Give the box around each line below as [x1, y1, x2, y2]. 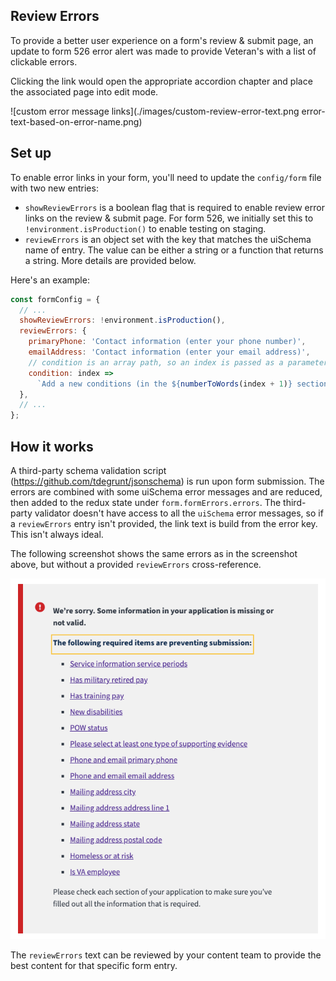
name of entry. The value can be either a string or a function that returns [24, 244, 324, 256]
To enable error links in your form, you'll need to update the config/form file [10, 171, 322, 183]
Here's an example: [10, 274, 90, 286]
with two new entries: [10, 182, 99, 194]
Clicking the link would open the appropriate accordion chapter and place [10, 75, 313, 87]
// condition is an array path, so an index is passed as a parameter [28, 357, 329, 368]
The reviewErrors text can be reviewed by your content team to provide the [10, 949, 322, 961]
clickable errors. [10, 55, 78, 68]
